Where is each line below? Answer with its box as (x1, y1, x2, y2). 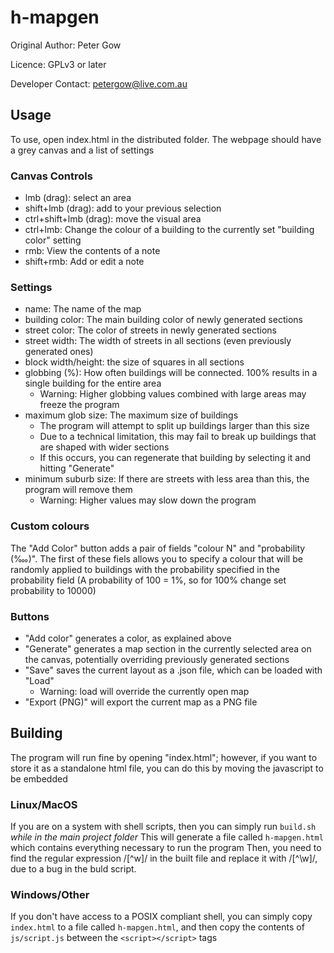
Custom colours (10, 519, 90, 533)
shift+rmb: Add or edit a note (24, 256, 145, 268)
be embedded (10, 772, 68, 785)
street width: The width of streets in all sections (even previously (24, 335, 292, 347)
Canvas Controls (10, 169, 93, 183)
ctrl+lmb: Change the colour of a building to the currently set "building (24, 224, 315, 236)
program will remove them (24, 484, 133, 496)
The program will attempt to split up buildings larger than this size (39, 420, 310, 432)
